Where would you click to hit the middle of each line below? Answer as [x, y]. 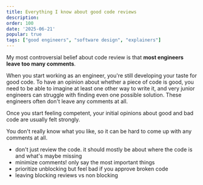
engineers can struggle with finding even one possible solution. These [94, 95]
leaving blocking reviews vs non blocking [66, 175]
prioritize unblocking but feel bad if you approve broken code [92, 169]
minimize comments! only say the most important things [85, 162]
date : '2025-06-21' [31, 29]
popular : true [24, 35]
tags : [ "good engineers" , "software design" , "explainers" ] [84, 40]
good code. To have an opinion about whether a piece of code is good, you [100, 82]
